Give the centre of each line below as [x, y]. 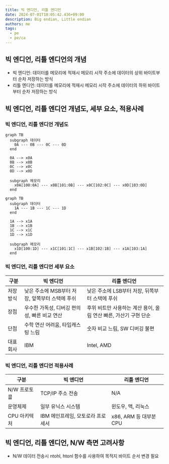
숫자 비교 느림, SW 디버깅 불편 [120, 328]
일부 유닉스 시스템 [60, 406]
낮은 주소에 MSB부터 [48, 291]
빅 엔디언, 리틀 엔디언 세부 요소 [40, 267]
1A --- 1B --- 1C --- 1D [40, 208]
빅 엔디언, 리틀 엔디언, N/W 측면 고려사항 [65, 443]
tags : [11, 29]
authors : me [18, 24]
